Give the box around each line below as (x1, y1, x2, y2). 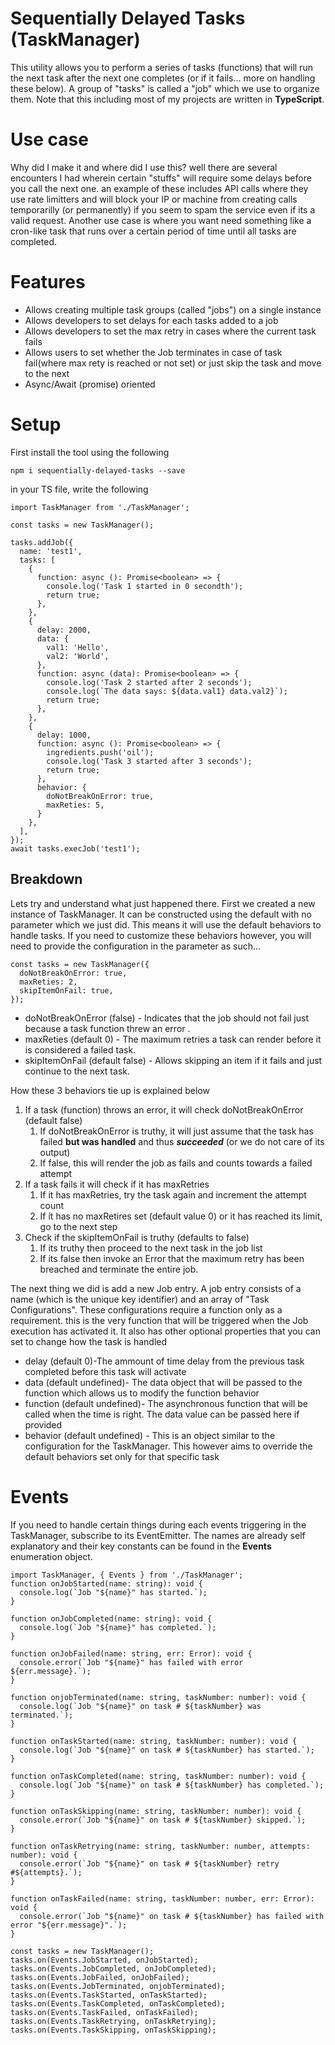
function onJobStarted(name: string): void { (10, 1578, 203, 1589)
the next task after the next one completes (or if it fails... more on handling (10, 72, 316, 84)
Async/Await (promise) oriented (24, 378, 156, 390)
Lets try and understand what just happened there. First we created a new (10, 897, 316, 909)
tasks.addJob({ (10, 537, 74, 547)
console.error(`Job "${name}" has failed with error (19, 1657, 244, 1667)
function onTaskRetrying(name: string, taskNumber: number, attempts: (10, 1841, 311, 1851)
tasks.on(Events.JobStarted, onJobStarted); (10, 1955, 199, 1965)
